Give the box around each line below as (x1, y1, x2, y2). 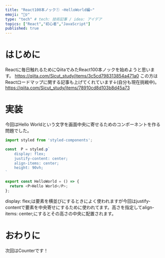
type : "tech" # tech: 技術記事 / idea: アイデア (5, 17, 102, 22)
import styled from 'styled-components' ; (5, 138, 93, 143)
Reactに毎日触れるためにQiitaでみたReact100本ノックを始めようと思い (5, 67, 151, 73)
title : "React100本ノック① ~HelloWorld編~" (5, 7, 95, 13)
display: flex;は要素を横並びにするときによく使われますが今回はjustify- (5, 198, 151, 204)
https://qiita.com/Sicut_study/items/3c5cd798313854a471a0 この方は (14, 73, 158, 79)
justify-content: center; (14, 156, 68, 161)
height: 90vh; (14, 165, 43, 170)
